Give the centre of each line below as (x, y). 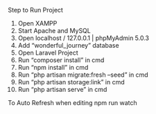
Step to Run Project (35, 10)
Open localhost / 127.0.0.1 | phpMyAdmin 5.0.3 (84, 38)
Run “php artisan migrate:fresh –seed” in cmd (83, 75)
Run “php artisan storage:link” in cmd (71, 82)
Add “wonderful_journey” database (69, 45)
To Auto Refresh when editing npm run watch (72, 103)
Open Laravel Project (48, 53)
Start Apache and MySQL (54, 31)
